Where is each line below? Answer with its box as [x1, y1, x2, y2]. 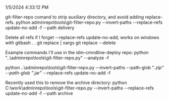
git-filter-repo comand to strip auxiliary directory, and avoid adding [5, 14, 144, 20]
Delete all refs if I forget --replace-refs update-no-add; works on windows [5, 35, 159, 40]
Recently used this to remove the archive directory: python [5, 80, 127, 85]
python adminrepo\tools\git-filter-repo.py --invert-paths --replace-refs [16, 20, 163, 25]
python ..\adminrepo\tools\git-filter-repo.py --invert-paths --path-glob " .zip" [5, 65, 164, 70]
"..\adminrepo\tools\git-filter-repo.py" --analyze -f [5, 55, 109, 61]
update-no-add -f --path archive [5, 90, 73, 96]
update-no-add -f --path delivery [5, 25, 75, 31]
